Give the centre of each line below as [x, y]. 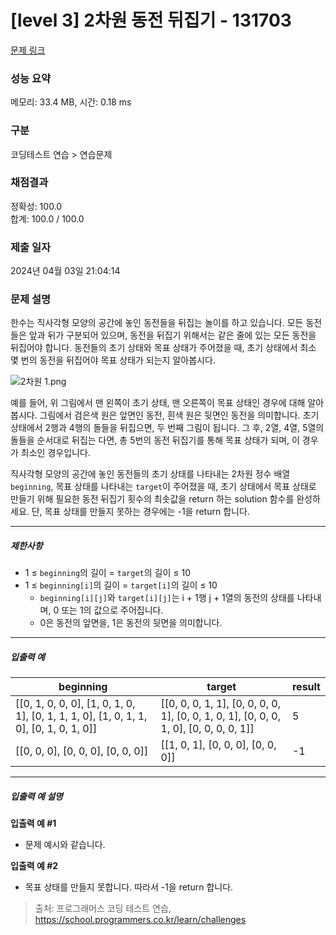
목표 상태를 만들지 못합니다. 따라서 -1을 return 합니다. [129, 887]
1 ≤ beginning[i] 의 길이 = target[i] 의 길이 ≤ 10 [121, 585]
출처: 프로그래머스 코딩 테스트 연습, [103, 908]
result [306, 687]
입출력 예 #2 [34, 866]
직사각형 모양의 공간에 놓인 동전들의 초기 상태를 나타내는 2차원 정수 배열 [150, 474]
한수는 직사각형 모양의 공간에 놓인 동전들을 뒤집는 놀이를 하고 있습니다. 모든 [157, 323]
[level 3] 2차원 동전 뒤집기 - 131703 [151, 20]
